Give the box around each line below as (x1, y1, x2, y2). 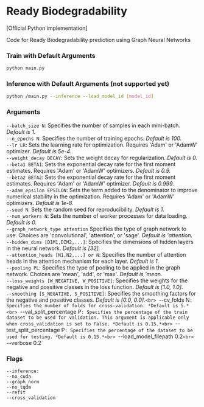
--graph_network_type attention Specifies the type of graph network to (6, 225, 187, 232)
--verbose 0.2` (6, 339, 44, 346)
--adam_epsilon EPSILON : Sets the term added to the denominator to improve (6, 186, 198, 193)
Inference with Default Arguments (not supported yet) (6, 80, 170, 88)
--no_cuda (6, 373, 32, 380)
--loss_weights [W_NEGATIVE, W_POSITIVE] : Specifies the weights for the (6, 277, 188, 284)
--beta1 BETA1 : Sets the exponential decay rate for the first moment (6, 160, 176, 168)
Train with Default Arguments (6, 51, 96, 60)
